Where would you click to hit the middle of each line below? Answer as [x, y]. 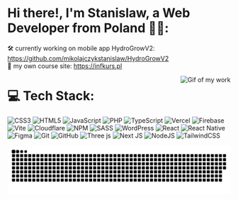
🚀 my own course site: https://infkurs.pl [65, 66]
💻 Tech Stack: [51, 96]
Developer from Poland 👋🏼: [88, 28]
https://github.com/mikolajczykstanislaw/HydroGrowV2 [88, 58]
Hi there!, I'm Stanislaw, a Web [99, 13]
